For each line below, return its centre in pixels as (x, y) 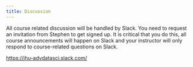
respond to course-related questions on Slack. (62, 47)
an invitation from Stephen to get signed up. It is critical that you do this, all (96, 34)
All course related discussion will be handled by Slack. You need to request (96, 28)
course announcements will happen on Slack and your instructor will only (94, 40)
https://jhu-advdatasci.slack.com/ (47, 58)
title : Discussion (28, 11)
